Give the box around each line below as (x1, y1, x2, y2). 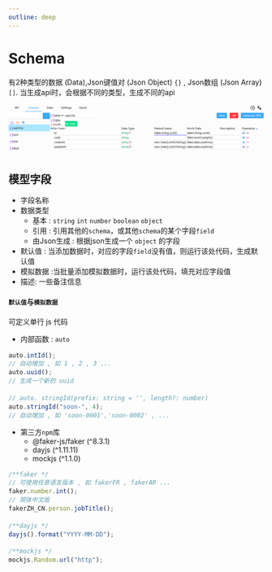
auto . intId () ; (8, 351, 57, 360)
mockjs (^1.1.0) (32, 453, 81, 463)
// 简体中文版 (8, 496, 50, 504)
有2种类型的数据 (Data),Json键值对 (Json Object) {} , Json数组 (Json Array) (8, 77, 262, 87)
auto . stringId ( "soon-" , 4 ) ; (8, 403, 104, 411)
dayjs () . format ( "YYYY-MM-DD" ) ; (8, 530, 114, 539)
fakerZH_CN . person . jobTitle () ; (8, 504, 114, 513)
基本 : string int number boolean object (32, 216, 163, 225)
